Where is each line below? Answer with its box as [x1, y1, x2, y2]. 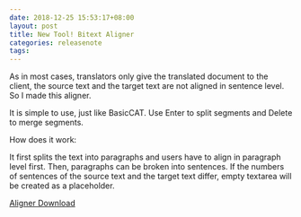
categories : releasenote [9, 38, 102, 48]
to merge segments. [9, 117, 84, 128]
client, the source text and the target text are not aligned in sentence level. [9, 81, 285, 91]
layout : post [9, 22, 58, 30]
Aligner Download [9, 198, 75, 209]
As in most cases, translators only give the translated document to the [9, 71, 269, 82]
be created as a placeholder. [9, 180, 115, 191]
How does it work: [9, 135, 77, 145]
